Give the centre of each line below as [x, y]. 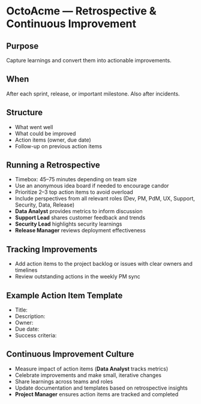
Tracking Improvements [52, 249]
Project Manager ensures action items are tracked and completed [97, 394]
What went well [34, 127]
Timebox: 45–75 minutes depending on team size [76, 179]
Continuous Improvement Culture [70, 354]
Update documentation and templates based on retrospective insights [101, 388]
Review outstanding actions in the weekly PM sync [78, 277]
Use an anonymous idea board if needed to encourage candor [92, 186]
